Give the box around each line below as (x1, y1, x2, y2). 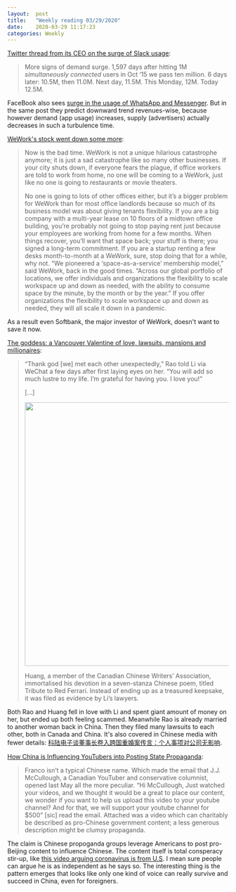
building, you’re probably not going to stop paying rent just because (24, 222, 221, 231)
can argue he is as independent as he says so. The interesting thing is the (7, 862, 221, 870)
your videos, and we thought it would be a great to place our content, (24, 789, 225, 797)
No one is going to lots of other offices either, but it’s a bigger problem (24, 192, 228, 200)
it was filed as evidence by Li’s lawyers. (24, 694, 139, 703)
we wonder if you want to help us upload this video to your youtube (24, 796, 220, 805)
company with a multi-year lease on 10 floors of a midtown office (24, 214, 213, 223)
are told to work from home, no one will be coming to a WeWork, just (24, 171, 223, 179)
